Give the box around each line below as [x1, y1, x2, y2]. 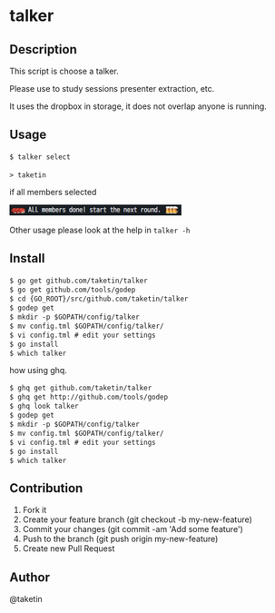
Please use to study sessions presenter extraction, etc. [9, 84, 215, 94]
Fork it [22, 505, 47, 516]
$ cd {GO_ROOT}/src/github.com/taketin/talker [9, 294, 189, 303]
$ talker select [9, 152, 71, 162]
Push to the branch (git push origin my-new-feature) [22, 533, 219, 545]
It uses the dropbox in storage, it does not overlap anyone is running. [9, 101, 268, 112]
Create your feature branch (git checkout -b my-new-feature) [22, 514, 252, 525]
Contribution [9, 480, 83, 496]
